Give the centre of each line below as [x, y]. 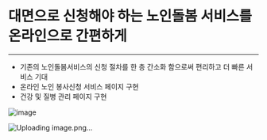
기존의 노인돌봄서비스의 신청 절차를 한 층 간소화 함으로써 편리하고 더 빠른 [132, 66]
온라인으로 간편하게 [68, 36]
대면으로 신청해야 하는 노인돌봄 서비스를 [130, 16]
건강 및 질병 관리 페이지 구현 [63, 96]
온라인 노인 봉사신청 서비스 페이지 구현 [79, 86]
